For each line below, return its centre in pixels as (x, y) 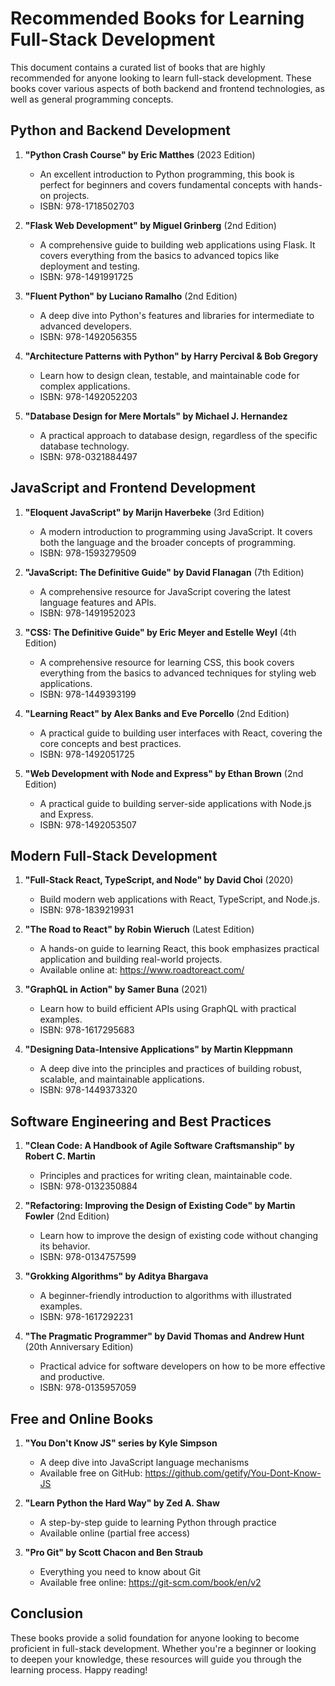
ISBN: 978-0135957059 (88, 1388)
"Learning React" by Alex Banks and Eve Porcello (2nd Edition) (157, 713)
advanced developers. (86, 326)
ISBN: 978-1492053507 (88, 824)
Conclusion (47, 1613)
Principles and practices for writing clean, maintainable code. (166, 1176)
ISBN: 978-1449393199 (88, 694)
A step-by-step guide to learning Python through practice (158, 1522)
